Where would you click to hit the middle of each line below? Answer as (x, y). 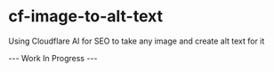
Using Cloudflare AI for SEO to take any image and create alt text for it (137, 41)
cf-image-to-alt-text (86, 16)
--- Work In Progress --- (53, 58)
